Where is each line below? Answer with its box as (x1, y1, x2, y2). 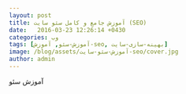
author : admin (9, 56, 56, 63)
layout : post (9, 11, 52, 20)
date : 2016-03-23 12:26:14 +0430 (9, 26, 126, 34)
